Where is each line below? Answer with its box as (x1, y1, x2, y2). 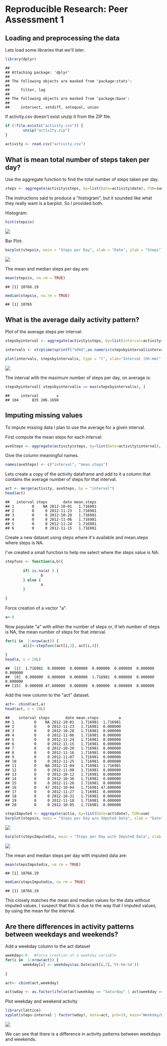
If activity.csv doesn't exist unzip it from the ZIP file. (5, 113, 112, 119)
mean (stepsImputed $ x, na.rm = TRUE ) (5, 862, 81, 867)
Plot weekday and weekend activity (5, 998, 78, 1004)
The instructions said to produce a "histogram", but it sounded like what (5, 195, 153, 201)
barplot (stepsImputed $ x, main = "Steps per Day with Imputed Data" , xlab (5, 834, 162, 839)
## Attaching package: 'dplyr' (5, 70, 70, 75)
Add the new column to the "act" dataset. (5, 692, 90, 698)
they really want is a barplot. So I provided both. (5, 200, 103, 206)
